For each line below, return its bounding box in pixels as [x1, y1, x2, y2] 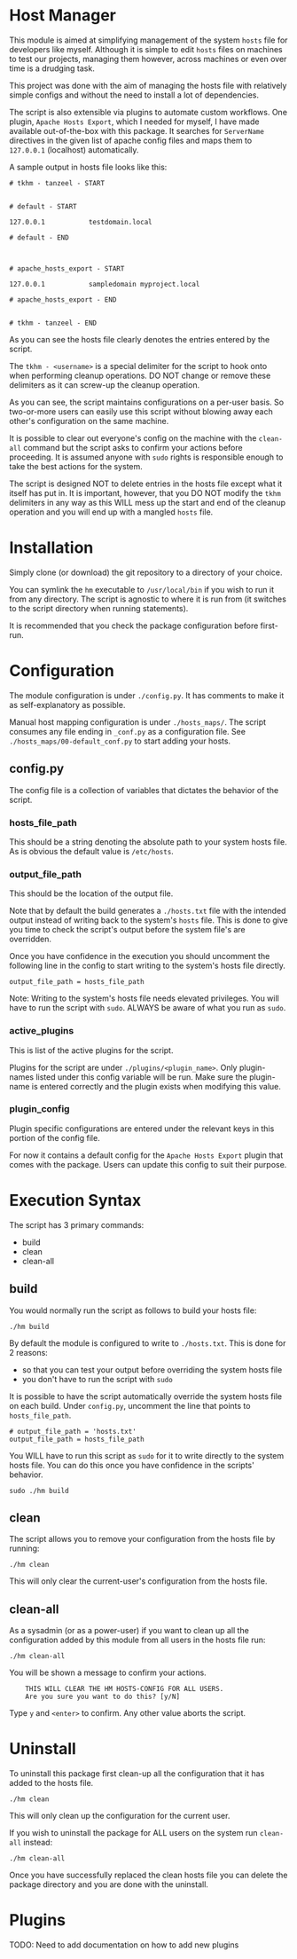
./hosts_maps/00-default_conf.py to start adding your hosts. [9, 736, 231, 746]
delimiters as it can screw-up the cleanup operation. [9, 379, 200, 390]
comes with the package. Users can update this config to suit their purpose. [9, 1159, 287, 1169]
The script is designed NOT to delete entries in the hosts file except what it [9, 478, 283, 489]
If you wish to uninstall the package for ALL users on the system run [9, 1828, 258, 1838]
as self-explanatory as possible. [9, 699, 126, 710]
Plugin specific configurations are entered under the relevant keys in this [9, 1123, 275, 1134]
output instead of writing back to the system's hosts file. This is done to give [9, 915, 288, 925]
